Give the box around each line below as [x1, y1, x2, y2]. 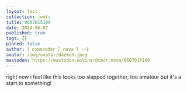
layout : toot [6, 8, 38, 15]
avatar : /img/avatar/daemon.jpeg [6, 52, 88, 58]
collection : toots [6, 14, 51, 20]
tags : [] [6, 36, 27, 41]
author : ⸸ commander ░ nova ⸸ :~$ [6, 47, 89, 52]
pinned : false [6, 41, 41, 47]
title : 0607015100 [6, 19, 51, 25]
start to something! [6, 79, 52, 86]
